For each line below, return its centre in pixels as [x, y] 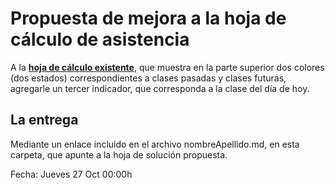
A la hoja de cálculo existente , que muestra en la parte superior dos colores [167, 67]
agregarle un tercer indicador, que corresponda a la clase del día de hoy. [160, 88]
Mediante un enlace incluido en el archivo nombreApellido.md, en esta [155, 144]
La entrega [44, 120]
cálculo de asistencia [100, 39]
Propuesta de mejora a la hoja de [148, 18]
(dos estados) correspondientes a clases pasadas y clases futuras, [148, 78]
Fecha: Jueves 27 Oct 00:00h [71, 174]
